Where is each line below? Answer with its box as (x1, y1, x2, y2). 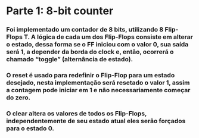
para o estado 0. (6, 124, 55, 132)
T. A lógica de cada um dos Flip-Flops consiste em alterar (23, 33, 194, 41)
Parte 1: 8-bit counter (6, 4, 114, 18)
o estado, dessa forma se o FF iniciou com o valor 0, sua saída (6, 40, 189, 49)
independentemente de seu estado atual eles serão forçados (6, 117, 186, 125)
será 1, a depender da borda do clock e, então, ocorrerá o (6, 48, 174, 56)
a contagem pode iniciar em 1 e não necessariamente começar (6, 86, 191, 95)
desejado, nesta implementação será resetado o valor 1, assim (6, 79, 190, 87)
